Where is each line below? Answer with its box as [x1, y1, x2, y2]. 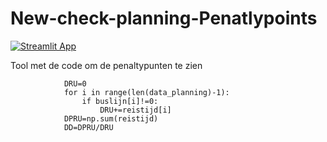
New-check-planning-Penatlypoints [10, 7, 318, 30]
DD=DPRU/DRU [63, 122, 114, 132]
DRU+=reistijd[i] [99, 105, 172, 115]
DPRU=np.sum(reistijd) [63, 113, 159, 124]
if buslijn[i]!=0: [81, 96, 159, 106]
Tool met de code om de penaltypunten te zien [10, 59, 203, 71]
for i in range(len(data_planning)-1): [63, 87, 230, 97]
